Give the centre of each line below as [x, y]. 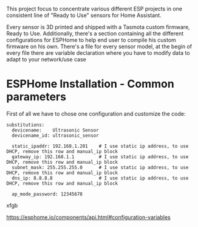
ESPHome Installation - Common [90, 84]
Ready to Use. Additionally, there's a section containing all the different [95, 33]
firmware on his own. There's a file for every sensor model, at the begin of [99, 46]
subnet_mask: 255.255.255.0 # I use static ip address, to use [100, 167]
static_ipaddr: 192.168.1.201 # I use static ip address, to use [100, 146]
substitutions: [26, 125]
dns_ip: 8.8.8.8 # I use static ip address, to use [100, 178]
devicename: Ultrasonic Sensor [55, 130]
